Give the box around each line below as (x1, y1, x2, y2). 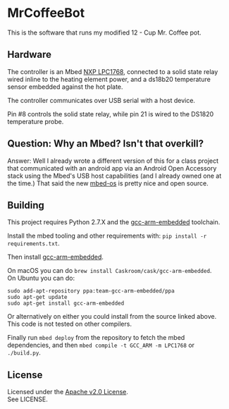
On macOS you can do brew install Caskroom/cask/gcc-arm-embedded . (7, 267, 212, 275)
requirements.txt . (7, 239, 60, 248)
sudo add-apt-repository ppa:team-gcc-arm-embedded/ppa (7, 288, 175, 295)
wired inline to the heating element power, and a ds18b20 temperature (7, 75, 211, 83)
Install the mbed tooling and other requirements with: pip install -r (7, 231, 207, 240)
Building (7, 199, 44, 211)
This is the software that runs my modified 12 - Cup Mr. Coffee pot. (7, 28, 202, 37)
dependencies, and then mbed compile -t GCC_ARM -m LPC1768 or (7, 341, 195, 350)
